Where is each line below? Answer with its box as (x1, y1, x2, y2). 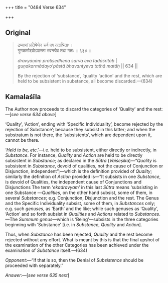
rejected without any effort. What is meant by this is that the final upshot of (5, 236, 160, 243)
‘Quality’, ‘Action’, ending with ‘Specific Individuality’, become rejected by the (5, 121, 163, 127)
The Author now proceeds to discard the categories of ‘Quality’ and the (5, 106, 153, 112)
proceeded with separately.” (5, 262, 64, 268)
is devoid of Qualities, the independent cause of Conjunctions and (5, 178, 142, 185)
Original (5, 29, 31, 37)
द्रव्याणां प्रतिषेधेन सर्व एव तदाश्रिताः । (17, 42, 73, 48)
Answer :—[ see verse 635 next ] (5, 272, 69, 278)
